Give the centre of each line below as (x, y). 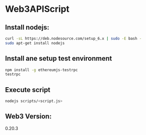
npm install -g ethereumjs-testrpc (42, 70)
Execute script (28, 90)
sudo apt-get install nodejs (35, 43)
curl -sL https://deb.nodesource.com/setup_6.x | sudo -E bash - (73, 38)
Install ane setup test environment (58, 58)
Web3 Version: (28, 117)
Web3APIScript (37, 9)
